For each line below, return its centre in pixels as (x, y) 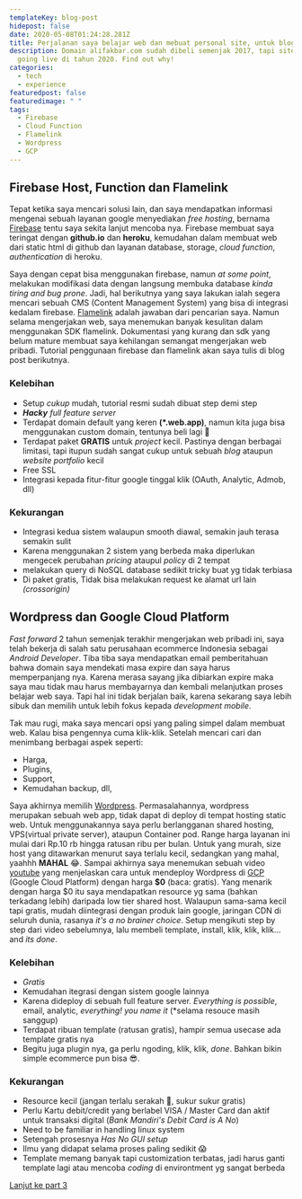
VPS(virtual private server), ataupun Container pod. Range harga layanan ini (150, 834)
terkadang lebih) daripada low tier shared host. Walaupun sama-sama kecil (148, 901)
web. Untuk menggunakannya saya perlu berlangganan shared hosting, (142, 824)
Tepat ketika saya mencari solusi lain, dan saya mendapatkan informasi (141, 209)
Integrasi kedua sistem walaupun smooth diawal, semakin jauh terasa (151, 532)
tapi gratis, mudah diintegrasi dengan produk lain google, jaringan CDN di (145, 910)
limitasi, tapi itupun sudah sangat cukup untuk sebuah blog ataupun (147, 451)
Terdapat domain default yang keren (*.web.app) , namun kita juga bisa (154, 422)
